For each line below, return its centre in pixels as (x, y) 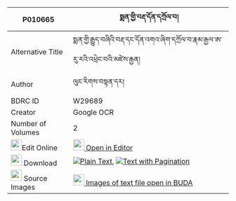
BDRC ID (25, 101)
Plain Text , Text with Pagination (135, 161)
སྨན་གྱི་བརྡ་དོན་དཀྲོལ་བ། (149, 17)
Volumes (25, 132)
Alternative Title (37, 52)
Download (40, 163)
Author (22, 84)
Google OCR (93, 112)
